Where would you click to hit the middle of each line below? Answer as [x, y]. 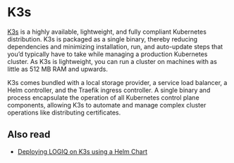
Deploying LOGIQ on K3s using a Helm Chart [82, 151]
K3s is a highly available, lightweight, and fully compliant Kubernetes [107, 32]
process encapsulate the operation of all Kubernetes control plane [103, 97]
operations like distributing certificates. [64, 112]
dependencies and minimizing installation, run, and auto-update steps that [115, 46]
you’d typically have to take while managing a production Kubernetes [107, 54]
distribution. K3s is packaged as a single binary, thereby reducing [103, 39]
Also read [29, 135]
